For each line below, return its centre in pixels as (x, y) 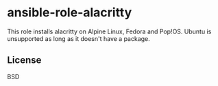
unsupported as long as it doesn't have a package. (79, 38)
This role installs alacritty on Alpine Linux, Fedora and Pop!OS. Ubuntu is (109, 31)
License (24, 60)
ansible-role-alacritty (70, 13)
